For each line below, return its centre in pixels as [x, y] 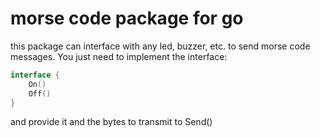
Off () [40, 93]
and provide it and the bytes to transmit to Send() [111, 122]
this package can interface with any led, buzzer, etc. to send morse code [160, 46]
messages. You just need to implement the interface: [119, 56]
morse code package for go [127, 18]
